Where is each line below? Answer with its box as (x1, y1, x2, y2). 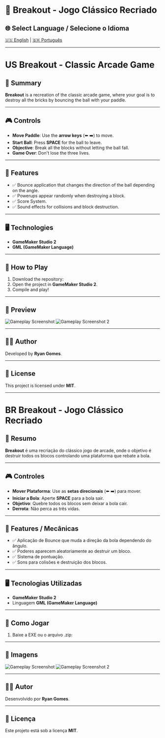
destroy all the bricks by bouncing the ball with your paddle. (5, 97, 127, 103)
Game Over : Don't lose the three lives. (12, 150, 90, 156)
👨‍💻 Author (5, 337, 37, 346)
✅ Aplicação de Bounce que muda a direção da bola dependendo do (12, 538, 152, 544)
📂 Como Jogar (5, 619, 50, 627)
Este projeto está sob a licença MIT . (5, 728, 78, 734)
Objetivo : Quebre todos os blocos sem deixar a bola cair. (12, 500, 128, 506)
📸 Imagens (5, 651, 38, 659)
